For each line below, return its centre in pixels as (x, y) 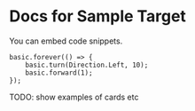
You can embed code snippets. (66, 41)
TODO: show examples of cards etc (74, 97)
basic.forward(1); (59, 73)
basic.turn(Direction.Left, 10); (87, 65)
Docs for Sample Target (97, 16)
